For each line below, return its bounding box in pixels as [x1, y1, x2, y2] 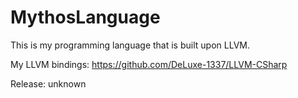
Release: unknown [10, 77, 87, 90]
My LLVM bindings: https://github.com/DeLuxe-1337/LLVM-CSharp [10, 58, 288, 70]
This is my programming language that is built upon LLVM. [10, 39, 250, 51]
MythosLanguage [10, 6, 161, 29]
